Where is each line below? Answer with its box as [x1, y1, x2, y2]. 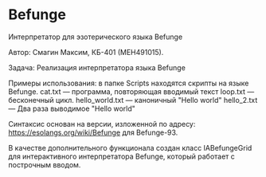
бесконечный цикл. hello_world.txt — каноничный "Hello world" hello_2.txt [8, 95, 258, 104]
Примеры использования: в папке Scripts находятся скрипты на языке [8, 78, 249, 88]
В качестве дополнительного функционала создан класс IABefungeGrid [8, 143, 252, 152]
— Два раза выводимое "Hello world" [8, 104, 135, 113]
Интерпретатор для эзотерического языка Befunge [8, 32, 183, 41]
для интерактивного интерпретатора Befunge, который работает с [8, 151, 235, 161]
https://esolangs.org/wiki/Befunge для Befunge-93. [8, 128, 178, 137]
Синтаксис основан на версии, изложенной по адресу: [8, 119, 196, 128]
